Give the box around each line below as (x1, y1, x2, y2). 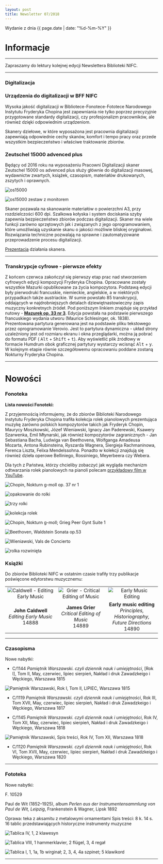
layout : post (5, 7, 32, 12)
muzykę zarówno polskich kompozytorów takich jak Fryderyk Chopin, (5, 422, 145, 427)
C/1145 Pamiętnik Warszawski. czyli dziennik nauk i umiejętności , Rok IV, (12, 715, 158, 720)
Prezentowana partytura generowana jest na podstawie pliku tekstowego (5, 321, 151, 327)
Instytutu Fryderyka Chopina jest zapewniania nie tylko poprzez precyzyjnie (5, 109, 157, 114)
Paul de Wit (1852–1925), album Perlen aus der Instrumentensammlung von (5, 801, 156, 807)
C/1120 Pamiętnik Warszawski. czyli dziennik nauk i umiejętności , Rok (12, 744, 152, 750)
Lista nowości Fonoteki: (5, 402, 54, 407)
